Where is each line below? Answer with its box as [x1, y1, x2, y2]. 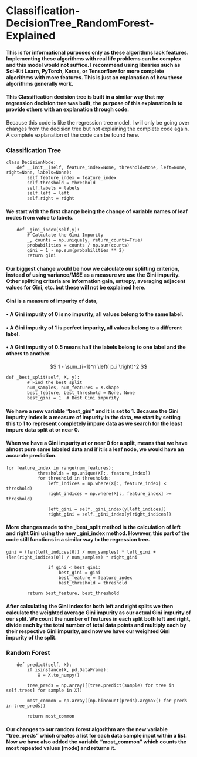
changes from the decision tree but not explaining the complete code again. [6, 125, 189, 132]
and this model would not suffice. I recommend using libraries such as [6, 61, 181, 68]
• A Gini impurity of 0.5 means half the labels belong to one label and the [6, 344, 186, 351]
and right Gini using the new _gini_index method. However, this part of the [6, 530, 190, 537]
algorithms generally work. [6, 80, 74, 87]
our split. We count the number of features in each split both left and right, [6, 615, 191, 622]
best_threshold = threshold [58, 580, 127, 586]
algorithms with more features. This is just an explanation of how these [6, 73, 183, 80]
